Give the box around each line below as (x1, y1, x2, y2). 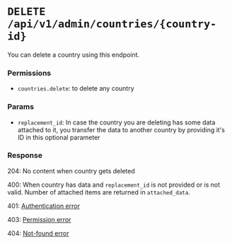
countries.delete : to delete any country (17, 84, 134, 93)
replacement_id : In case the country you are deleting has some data (17, 118, 216, 127)
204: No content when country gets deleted (7, 166, 136, 175)
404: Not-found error (7, 228, 69, 238)
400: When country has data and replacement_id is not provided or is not (7, 180, 221, 189)
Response (7, 151, 42, 161)
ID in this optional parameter (17, 133, 100, 141)
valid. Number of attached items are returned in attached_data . (7, 187, 191, 196)
